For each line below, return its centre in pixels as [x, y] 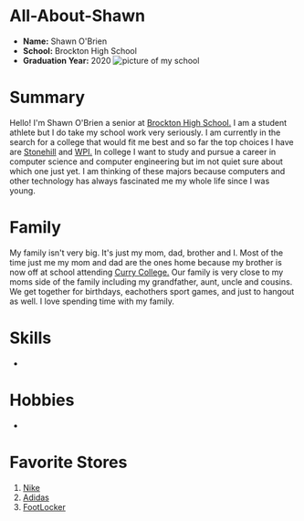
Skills [31, 338]
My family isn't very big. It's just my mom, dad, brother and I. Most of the [147, 253]
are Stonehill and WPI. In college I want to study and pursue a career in [143, 151]
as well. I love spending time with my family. [92, 301]
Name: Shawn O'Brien [65, 41]
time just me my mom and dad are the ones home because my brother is [146, 262]
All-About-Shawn [78, 16]
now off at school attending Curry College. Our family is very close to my [147, 272]
